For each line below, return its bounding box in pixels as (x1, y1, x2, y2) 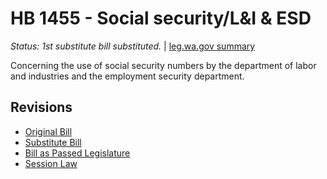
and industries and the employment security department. (10, 70, 245, 82)
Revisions (10, 99, 73, 116)
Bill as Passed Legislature (24, 147, 131, 159)
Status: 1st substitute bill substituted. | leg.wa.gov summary (10, 40, 256, 52)
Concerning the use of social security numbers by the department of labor (10, 59, 317, 71)
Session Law (24, 157, 78, 169)
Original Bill (24, 125, 73, 137)
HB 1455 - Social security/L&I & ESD (10, 7, 312, 30)
